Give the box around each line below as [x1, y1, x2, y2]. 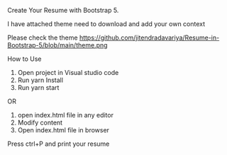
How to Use [7, 54, 42, 63]
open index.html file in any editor [17, 111, 113, 119]
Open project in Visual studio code [17, 69, 119, 76]
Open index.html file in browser [17, 126, 110, 134]
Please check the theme [7, 33, 78, 42]
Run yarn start [17, 84, 60, 91]
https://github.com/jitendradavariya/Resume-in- [79, 33, 220, 42]
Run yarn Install [17, 76, 64, 84]
